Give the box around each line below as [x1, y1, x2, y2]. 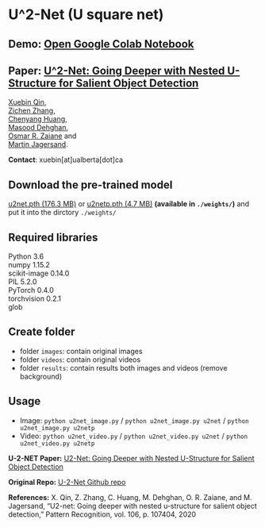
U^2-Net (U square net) [8, 6, 164, 24]
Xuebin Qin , [8, 98, 47, 107]
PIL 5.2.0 [8, 277, 37, 287]
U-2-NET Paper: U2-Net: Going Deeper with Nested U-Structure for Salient [8, 453, 255, 463]
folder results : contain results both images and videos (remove [19, 363, 228, 372]
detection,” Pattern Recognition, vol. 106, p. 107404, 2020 [8, 510, 197, 519]
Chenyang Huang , [8, 114, 67, 124]
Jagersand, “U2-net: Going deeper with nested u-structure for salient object [8, 501, 258, 510]
